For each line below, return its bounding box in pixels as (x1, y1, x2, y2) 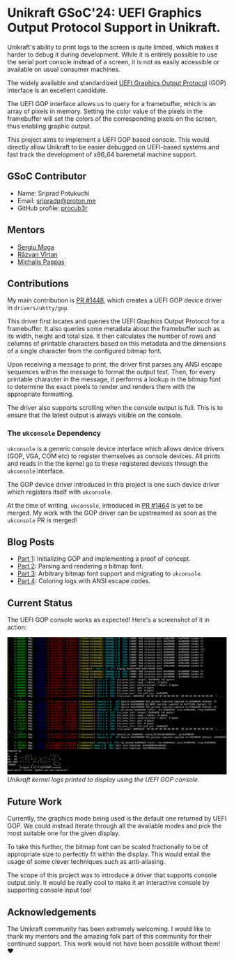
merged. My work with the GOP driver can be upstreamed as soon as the (7, 508, 217, 517)
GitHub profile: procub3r (17, 204, 88, 212)
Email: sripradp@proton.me (17, 196, 96, 205)
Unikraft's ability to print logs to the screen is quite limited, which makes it (7, 43, 219, 51)
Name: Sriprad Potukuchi (17, 189, 90, 197)
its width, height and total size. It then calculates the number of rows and (7, 332, 217, 340)
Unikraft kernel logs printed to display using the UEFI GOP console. (7, 775, 200, 784)
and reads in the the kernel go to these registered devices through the (7, 459, 208, 467)
